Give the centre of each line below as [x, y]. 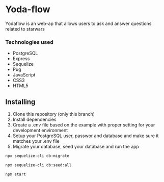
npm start [16, 174]
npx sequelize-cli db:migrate [37, 156]
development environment [40, 131]
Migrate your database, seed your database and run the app [76, 147]
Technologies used [29, 42]
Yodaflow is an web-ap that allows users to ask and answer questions [78, 23]
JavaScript [24, 75]
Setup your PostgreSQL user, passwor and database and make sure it [86, 136]
